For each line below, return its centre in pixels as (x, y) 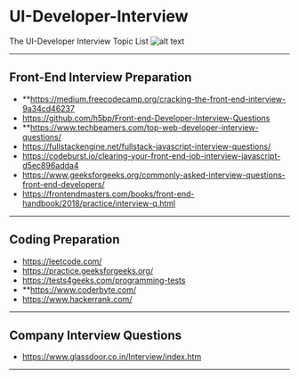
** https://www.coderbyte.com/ (79, 289)
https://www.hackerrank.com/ (77, 299)
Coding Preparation (65, 239)
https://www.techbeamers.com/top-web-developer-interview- (145, 128)
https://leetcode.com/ (62, 261)
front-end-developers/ (63, 184)
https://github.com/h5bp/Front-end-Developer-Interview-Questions (146, 118)
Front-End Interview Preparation (101, 78)
